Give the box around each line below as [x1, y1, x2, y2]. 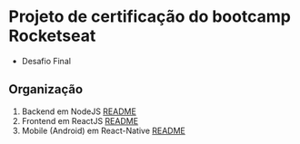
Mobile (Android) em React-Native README [21, 125, 185, 136]
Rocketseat [8, 25, 96, 46]
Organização [8, 82, 84, 97]
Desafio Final [21, 55, 72, 66]
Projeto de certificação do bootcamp [8, 6, 292, 27]
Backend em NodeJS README [21, 106, 137, 117]
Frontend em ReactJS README [21, 115, 138, 126]
